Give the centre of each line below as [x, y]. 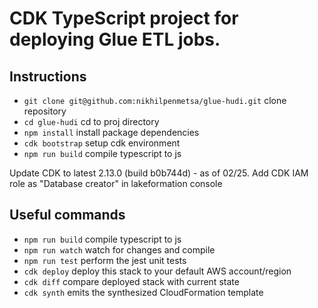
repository [45, 111]
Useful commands [67, 215]
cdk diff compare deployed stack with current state [131, 281]
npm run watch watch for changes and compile [119, 249]
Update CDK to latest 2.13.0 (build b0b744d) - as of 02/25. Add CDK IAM [159, 173]
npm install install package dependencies [111, 132]
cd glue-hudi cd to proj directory [91, 121]
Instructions [48, 76]
